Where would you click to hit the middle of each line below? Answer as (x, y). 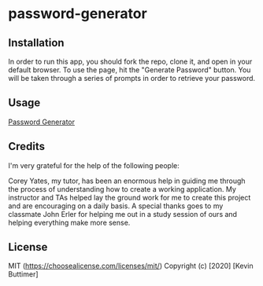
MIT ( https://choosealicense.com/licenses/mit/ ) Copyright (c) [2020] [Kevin (131, 266)
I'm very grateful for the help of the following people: (94, 165)
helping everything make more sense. (69, 222)
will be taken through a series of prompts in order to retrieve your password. (132, 78)
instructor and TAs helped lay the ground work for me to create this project (130, 197)
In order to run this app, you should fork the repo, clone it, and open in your (130, 61)
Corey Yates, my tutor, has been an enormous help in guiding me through (127, 181)
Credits (27, 147)
